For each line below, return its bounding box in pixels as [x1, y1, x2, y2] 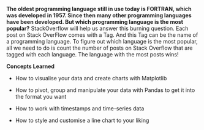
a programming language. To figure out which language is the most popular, [6, 38, 198, 45]
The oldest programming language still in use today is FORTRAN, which [6, 6, 192, 12]
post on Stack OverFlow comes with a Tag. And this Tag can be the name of [6, 31, 198, 39]
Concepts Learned [6, 63, 55, 70]
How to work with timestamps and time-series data [15, 105, 145, 112]
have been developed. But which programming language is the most [6, 18, 184, 25]
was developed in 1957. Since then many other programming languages [6, 12, 192, 19]
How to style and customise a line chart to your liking [15, 117, 149, 124]
